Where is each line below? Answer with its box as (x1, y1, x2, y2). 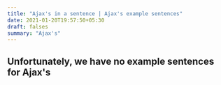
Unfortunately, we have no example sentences (7, 55, 215, 67)
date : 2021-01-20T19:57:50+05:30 (7, 17, 105, 24)
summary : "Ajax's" (7, 29, 61, 37)
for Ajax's (7, 66, 51, 78)
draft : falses (7, 23, 49, 30)
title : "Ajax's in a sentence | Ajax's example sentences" (7, 10, 183, 17)
